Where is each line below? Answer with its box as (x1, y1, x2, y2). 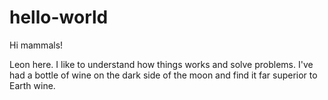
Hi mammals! (9, 39, 64, 51)
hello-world (9, 6, 109, 29)
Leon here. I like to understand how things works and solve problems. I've (9, 58, 314, 70)
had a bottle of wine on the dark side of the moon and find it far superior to (9, 69, 318, 81)
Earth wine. (9, 79, 56, 91)
